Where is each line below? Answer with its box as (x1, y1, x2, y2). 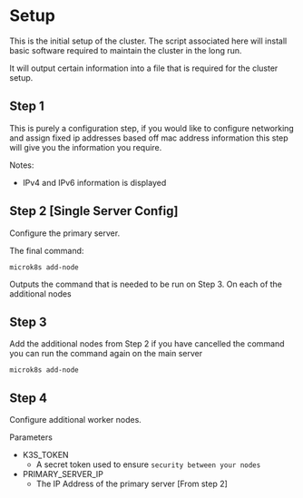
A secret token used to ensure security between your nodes (35, 459, 261, 470)
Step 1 (9, 99, 45, 114)
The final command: (9, 245, 84, 256)
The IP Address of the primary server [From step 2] (35, 478, 229, 490)
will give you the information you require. (9, 142, 162, 152)
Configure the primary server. (9, 228, 121, 239)
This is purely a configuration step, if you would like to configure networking (9, 122, 295, 133)
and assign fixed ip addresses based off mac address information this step (9, 132, 288, 143)
